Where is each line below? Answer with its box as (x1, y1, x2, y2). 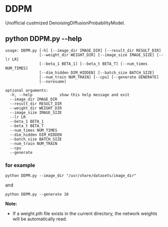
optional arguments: (5, 88, 49, 93)
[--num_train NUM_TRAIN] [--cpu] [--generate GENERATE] (39, 74, 159, 80)
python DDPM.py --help (5, 34, 82, 43)
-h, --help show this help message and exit (10, 92, 130, 97)
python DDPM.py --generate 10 (5, 192, 69, 197)
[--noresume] (39, 79, 67, 84)
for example (5, 162, 35, 169)
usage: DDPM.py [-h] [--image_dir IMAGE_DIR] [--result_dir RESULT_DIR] (5, 48, 161, 53)
